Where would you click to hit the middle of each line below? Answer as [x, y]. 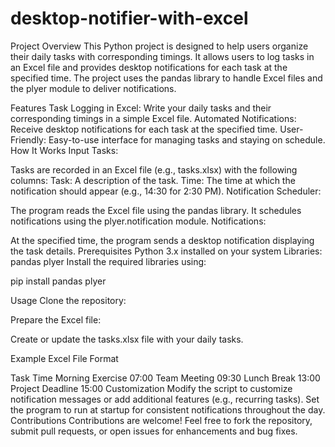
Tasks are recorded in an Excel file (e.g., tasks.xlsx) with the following [154, 169]
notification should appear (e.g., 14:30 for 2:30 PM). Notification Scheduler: [166, 191]
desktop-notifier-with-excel [129, 18]
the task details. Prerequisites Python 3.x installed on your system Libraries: [166, 251]
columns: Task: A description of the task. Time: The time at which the [153, 180]
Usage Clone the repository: [68, 300]
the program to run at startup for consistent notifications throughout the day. [168, 409]
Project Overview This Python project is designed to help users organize [159, 46]
